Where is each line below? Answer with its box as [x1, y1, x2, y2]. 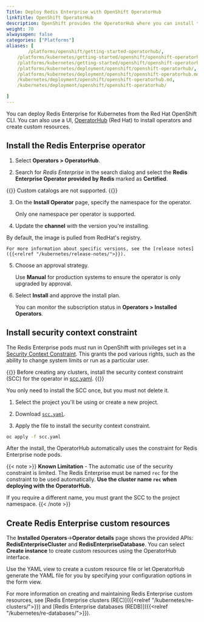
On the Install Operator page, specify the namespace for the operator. [15, 198, 192, 206]
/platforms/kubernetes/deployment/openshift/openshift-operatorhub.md [17, 71, 200, 77]
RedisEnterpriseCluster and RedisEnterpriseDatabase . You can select [6, 541, 185, 548]
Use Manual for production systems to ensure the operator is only [15, 273, 181, 280]
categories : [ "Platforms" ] [6, 37, 75, 43]
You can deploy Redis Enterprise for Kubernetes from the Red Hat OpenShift [6, 110, 197, 117]
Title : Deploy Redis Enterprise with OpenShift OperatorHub [6, 9, 162, 15]
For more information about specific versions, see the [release [6, 246, 175, 252]
